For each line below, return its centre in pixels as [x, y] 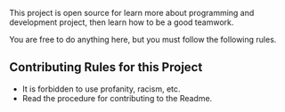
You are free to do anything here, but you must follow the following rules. [143, 40]
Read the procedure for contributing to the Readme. [117, 98]
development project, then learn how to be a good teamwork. [122, 22]
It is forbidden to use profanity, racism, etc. [101, 89]
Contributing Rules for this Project [106, 67]
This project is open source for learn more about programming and [132, 13]
